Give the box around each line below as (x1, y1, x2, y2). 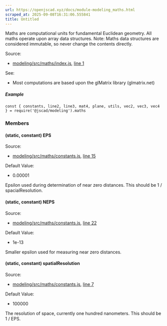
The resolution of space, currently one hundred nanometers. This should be (5, 310, 161, 316)
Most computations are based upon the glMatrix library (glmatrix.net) (12, 80, 155, 86)
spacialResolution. (5, 187, 43, 193)
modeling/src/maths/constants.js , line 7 (12, 281, 94, 287)
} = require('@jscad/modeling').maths (5, 108, 86, 113)
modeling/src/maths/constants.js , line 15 (12, 153, 96, 159)
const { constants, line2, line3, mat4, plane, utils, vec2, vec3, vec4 (5, 104, 160, 109)
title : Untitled (5, 17, 39, 22)
